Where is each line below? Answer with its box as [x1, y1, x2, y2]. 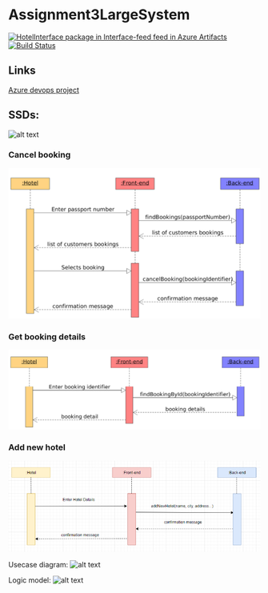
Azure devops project [8, 85, 80, 94]
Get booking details [8, 331, 86, 342]
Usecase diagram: [8, 559, 69, 569]
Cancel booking [8, 150, 71, 161]
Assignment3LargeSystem [8, 6, 190, 24]
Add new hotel [8, 442, 66, 453]
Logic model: [8, 575, 52, 585]
